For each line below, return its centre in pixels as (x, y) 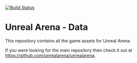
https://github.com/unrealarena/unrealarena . (50, 55)
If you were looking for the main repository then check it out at (69, 50)
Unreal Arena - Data (46, 27)
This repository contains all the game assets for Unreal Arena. (68, 41)
